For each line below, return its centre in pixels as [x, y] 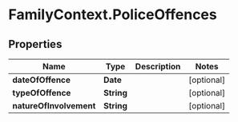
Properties [35, 44]
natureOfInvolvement [54, 106]
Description [158, 67]
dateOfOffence [41, 80]
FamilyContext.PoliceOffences [113, 15]
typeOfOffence [42, 93]
